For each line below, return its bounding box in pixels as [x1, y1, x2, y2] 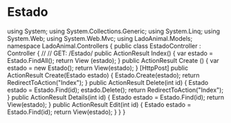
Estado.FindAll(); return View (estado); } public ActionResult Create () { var [7, 56, 219, 64]
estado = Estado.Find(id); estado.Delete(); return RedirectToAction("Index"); [7, 86, 223, 94]
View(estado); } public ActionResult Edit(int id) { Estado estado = [7, 100, 192, 108]
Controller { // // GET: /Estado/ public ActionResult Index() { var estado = [7, 49, 214, 57]
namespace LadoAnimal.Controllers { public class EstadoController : [7, 41, 201, 50]
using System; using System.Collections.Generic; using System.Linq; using [7, 27, 220, 35]
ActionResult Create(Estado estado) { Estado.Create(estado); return [7, 70, 200, 79]
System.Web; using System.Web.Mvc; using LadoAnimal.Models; [7, 34, 193, 42]
